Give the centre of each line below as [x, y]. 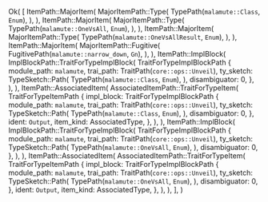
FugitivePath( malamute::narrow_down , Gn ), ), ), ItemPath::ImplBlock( [117, 54]
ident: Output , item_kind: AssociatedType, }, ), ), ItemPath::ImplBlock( [122, 122]
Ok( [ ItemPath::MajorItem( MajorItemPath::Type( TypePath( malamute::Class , [134, 12]
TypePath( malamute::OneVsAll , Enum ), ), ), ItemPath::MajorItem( [111, 28]
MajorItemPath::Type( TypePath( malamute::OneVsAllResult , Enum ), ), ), [123, 37]
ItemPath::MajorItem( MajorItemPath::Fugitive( [84, 46]
